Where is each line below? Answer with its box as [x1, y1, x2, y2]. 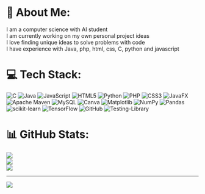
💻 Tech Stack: [6, 68, 82, 82]
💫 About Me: [6, 5, 71, 20]
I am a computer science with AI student [6, 26, 108, 33]
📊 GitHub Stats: [6, 128, 90, 142]
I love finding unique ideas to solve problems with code [6, 38, 145, 46]
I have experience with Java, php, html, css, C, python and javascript [6, 45, 180, 52]
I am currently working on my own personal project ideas [6, 32, 149, 39]
